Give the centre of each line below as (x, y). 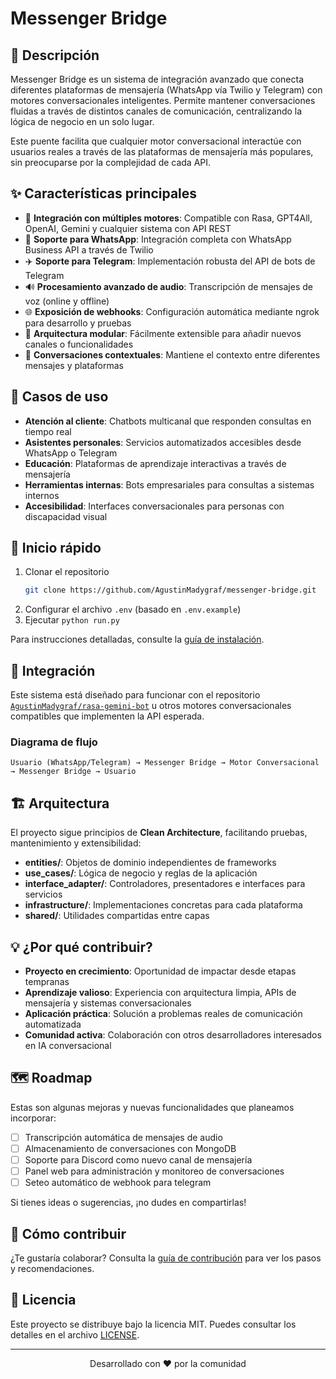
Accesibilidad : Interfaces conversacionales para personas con (154, 506)
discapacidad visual (66, 516)
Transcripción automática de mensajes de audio (123, 1137)
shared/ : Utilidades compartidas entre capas (117, 916)
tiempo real (48, 431)
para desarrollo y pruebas (78, 323)
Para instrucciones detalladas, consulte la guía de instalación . (137, 639)
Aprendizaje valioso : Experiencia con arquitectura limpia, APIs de (160, 993)
